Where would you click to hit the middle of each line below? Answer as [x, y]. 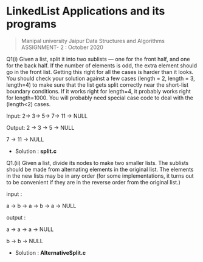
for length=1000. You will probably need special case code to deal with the [100, 98]
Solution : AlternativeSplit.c [50, 252]
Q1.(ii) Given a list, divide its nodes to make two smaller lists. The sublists [98, 163]
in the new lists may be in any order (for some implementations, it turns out [100, 176]
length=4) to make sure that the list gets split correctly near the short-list [98, 85]
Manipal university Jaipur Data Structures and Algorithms [93, 41]
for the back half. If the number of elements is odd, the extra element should [102, 65]
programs [31, 24]
